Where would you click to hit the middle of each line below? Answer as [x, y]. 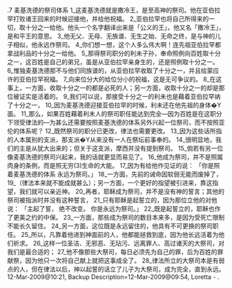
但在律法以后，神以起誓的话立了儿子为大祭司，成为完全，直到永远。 [128, 269]
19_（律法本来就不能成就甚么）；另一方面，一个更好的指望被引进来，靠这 [110, 183]
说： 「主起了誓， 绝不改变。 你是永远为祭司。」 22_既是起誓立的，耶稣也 [111, 209]
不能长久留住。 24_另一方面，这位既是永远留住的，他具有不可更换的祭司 [110, 226]
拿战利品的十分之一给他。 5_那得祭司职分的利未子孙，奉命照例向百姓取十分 [114, 53]
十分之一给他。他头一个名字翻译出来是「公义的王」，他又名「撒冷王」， [125, 27]
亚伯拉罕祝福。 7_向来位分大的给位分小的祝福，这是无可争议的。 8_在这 [120, 79]
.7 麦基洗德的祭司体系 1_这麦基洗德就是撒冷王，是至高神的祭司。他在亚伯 [111, 10]
